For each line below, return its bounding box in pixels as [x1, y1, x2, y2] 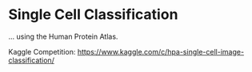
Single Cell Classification [8, 6, 178, 24]
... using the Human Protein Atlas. [8, 32, 118, 41]
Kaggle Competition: [8, 47, 76, 56]
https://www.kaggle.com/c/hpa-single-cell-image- [77, 47, 245, 56]
